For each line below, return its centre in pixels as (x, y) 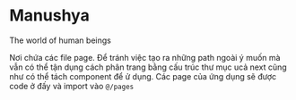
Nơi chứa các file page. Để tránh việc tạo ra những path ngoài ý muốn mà (145, 57)
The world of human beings (61, 40)
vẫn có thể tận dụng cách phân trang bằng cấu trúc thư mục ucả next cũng (148, 67)
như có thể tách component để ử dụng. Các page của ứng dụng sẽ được (143, 76)
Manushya (49, 16)
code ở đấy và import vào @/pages (72, 86)
